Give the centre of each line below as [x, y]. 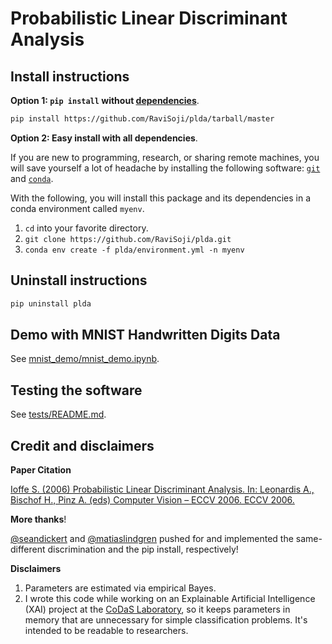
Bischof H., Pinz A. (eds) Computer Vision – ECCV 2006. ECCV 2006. [152, 500]
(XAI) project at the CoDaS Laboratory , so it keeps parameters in [157, 609]
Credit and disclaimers [82, 445]
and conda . [32, 178]
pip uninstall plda [51, 303]
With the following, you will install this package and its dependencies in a [161, 198]
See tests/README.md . [58, 414]
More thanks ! [38, 519]
